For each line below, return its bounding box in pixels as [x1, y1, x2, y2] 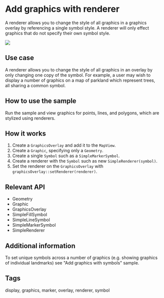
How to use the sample [5, 97, 77, 105]
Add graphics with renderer [5, 3, 120, 15]
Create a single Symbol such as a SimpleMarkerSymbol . [12, 153, 120, 159]
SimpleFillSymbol [12, 212, 48, 218]
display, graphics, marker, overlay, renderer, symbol [5, 287, 110, 293]
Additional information [5, 241, 76, 250]
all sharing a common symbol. [5, 82, 66, 88]
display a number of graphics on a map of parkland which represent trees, [5, 77, 156, 83]
